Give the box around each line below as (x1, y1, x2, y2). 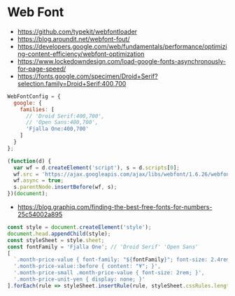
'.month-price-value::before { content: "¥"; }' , (13, 263, 161, 270)
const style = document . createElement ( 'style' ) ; (7, 224, 152, 231)
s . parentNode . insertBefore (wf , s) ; (13, 183, 117, 191)
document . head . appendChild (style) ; (7, 230, 111, 237)
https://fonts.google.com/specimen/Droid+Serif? (17, 71, 159, 80)
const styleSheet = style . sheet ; (7, 237, 105, 244)
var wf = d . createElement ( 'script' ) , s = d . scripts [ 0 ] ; (13, 164, 180, 171)
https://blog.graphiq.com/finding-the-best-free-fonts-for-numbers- (17, 203, 213, 211)
